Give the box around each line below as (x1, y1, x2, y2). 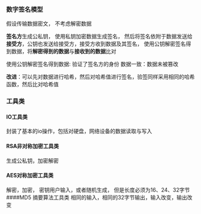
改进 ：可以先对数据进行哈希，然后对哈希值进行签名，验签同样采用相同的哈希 (6, 73, 195, 80)
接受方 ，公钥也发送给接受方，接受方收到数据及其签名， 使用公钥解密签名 (6, 40, 186, 47)
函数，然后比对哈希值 (6, 81, 59, 88)
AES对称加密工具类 (6, 172, 54, 179)
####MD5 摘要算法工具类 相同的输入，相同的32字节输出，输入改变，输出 (6, 194, 187, 201)
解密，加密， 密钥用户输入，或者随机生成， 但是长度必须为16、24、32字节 (6, 186, 190, 193)
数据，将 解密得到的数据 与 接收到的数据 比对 (11, 48, 117, 55)
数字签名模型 (6, 5, 44, 13)
